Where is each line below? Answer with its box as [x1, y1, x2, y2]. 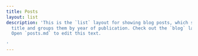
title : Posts [6, 8, 38, 15]
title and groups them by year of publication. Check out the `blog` [11, 25, 186, 31]
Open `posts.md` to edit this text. [11, 31, 101, 37]
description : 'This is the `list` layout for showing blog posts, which [6, 19, 189, 25]
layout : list [6, 14, 38, 20]
